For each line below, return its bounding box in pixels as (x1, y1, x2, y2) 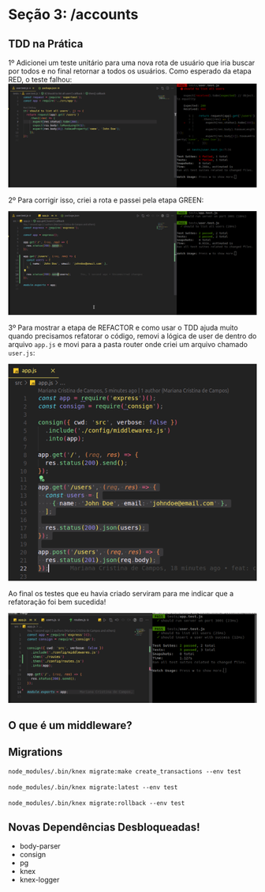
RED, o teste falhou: (8, 75, 73, 84)
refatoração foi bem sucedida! (8, 597, 106, 607)
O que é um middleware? (8, 718, 132, 732)
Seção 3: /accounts (8, 6, 139, 24)
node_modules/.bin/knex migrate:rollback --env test (8, 799, 185, 807)
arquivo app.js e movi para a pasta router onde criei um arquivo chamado (8, 340, 248, 350)
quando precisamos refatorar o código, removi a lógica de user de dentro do (8, 331, 257, 341)
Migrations (8, 746, 63, 759)
